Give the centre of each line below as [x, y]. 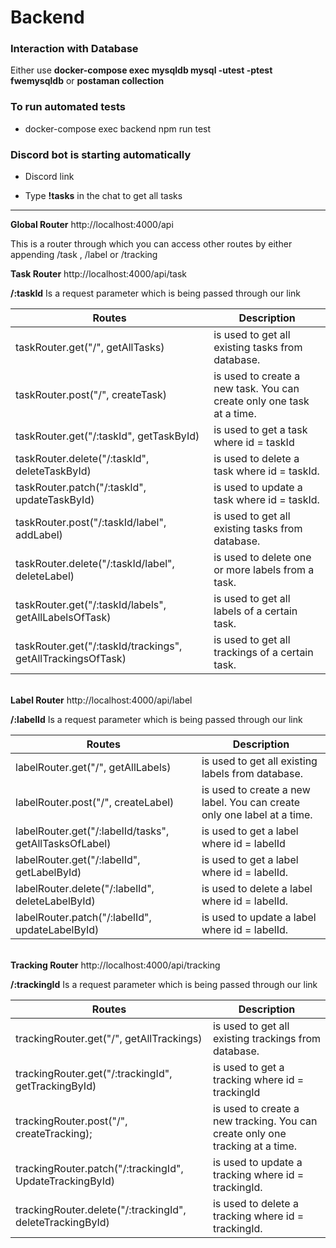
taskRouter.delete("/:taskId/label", [95, 564]
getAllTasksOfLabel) [63, 844]
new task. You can [256, 389]
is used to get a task [260, 430]
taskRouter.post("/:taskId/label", [91, 523]
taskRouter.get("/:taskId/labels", [91, 605]
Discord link [49, 177]
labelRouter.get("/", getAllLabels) [93, 768]
